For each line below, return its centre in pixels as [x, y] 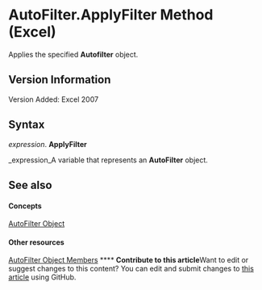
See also [30, 185]
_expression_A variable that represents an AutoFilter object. [108, 160]
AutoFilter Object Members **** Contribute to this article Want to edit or [129, 260]
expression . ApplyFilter [48, 144]
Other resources [36, 242]
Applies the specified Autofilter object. [73, 54]
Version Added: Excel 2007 [54, 99]
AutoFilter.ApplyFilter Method [111, 15]
